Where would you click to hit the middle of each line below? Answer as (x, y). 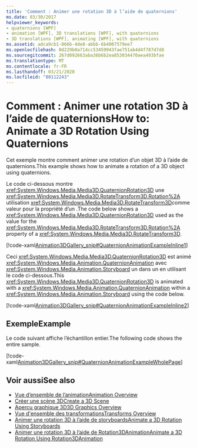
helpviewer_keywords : (33, 22)
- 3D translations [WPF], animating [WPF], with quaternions (83, 39)
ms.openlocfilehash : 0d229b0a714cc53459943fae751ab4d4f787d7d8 (85, 50)
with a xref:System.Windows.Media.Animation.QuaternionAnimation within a (98, 288)
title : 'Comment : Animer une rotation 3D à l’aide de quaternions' (92, 11)
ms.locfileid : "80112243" (38, 77)
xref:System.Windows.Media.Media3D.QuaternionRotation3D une (85, 190)
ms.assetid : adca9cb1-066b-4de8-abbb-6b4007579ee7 (69, 45)
